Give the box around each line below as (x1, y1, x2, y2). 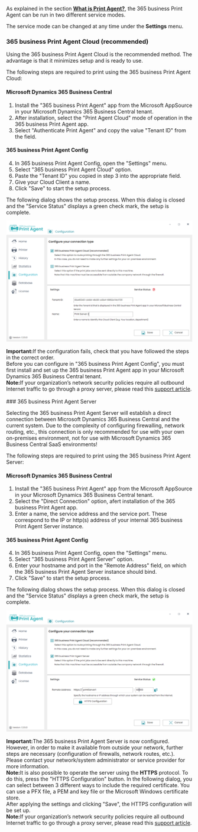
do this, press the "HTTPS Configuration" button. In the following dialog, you (6, 775, 192, 782)
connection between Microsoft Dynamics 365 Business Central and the (6, 415, 180, 422)
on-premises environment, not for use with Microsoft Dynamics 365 (6, 434, 171, 441)
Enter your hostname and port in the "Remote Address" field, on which (14, 562, 187, 569)
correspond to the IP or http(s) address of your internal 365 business (14, 516, 183, 524)
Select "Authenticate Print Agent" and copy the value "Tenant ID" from (14, 126, 186, 134)
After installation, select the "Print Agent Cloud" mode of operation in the (14, 114, 193, 121)
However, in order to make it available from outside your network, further (6, 744, 184, 751)
